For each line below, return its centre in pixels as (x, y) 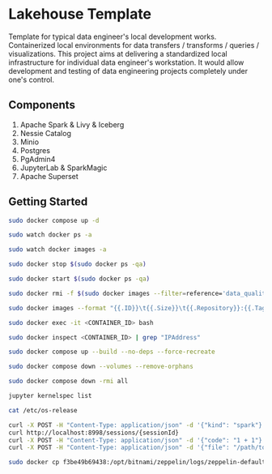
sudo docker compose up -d (54, 220)
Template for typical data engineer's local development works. (113, 36)
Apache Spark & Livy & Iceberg (72, 124)
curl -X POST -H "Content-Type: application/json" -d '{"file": (119, 448)
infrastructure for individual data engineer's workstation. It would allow (126, 62)
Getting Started (48, 202)
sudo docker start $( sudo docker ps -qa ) (79, 279)
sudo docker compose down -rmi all (68, 382)
